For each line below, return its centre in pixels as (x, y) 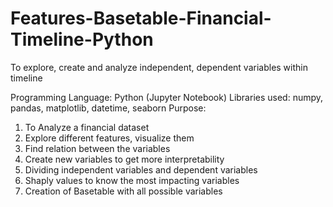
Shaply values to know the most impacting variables (132, 180)
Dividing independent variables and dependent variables (141, 169)
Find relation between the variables (97, 148)
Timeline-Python (82, 39)
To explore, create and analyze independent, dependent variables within (159, 67)
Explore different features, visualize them (109, 138)
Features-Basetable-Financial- (141, 18)
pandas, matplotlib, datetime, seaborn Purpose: (108, 108)
